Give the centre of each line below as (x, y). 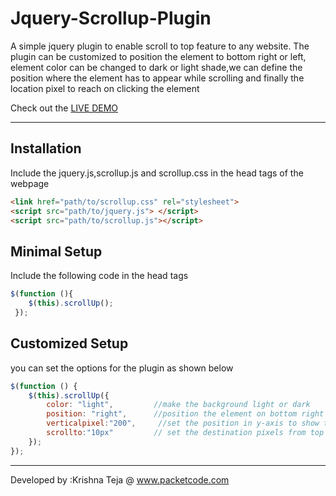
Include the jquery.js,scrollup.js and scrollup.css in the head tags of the (157, 173)
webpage (30, 183)
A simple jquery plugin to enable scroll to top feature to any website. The (160, 46)
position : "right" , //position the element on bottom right (185, 414)
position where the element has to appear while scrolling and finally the (157, 78)
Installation (46, 148)
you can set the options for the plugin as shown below (122, 368)
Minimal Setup (56, 251)
